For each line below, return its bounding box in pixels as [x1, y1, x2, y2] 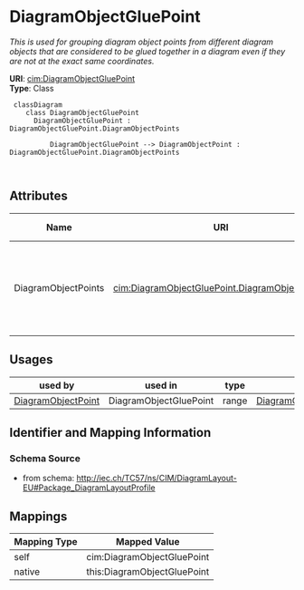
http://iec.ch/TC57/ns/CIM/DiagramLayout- [76, 473, 238, 484]
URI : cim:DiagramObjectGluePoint [9, 73, 136, 83]
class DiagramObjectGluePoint [25, 108, 140, 117]
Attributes [9, 189, 68, 204]
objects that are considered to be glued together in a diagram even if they [9, 45, 286, 56]
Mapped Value [116, 536, 180, 548]
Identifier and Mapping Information [9, 424, 212, 440]
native [14, 566, 41, 578]
